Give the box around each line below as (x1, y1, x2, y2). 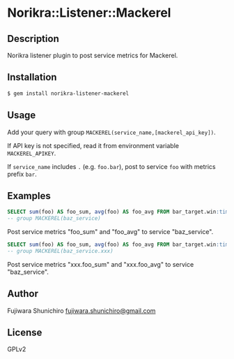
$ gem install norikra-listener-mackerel (7, 89, 130, 97)
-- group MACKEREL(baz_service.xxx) (7, 247, 114, 254)
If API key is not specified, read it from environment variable (7, 141, 180, 149)
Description (7, 33, 59, 45)
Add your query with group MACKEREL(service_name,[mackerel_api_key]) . (7, 128, 216, 136)
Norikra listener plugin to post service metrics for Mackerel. (7, 51, 178, 59)
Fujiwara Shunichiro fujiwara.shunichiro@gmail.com (7, 306, 156, 315)
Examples (7, 190, 51, 202)
